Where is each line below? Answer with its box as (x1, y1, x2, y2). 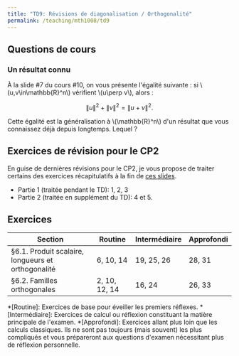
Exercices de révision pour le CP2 (7, 145, 159, 157)
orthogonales (11, 285, 55, 295)
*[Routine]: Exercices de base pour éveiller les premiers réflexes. (7, 303, 198, 311)
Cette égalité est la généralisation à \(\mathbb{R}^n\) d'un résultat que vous (7, 117, 229, 125)
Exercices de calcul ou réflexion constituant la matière (53, 311, 213, 319)
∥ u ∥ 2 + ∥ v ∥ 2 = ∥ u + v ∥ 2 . (85, 102, 154, 112)
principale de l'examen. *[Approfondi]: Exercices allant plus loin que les (7, 318, 218, 327)
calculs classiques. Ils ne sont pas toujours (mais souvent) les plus (7, 325, 203, 334)
